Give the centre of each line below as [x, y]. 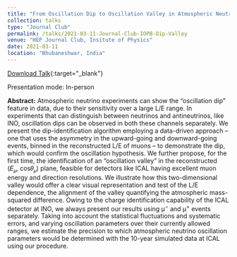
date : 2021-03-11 [33, 47]
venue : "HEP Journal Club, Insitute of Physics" [80, 40]
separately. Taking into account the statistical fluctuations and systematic [114, 216]
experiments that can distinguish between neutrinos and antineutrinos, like [116, 115]
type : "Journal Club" [39, 27]
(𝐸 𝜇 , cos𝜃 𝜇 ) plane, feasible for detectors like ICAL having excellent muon [112, 169]
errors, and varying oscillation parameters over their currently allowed [109, 224]
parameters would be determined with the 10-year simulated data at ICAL [114, 239]
